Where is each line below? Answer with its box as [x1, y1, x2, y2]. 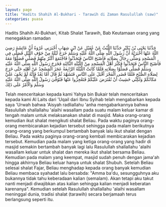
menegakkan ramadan [5, 35, 51, 41]
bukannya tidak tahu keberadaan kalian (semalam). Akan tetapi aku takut [5, 175, 154, 181]
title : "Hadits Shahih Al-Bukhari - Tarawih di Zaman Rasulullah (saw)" [5, 12, 159, 17]
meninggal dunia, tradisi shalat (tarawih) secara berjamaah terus [5, 191, 137, 197]
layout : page [5, 7, 32, 12]
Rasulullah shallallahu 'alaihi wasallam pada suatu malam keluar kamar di [5, 107, 154, 113]
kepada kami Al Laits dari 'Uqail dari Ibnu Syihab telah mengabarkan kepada [5, 97, 161, 103]
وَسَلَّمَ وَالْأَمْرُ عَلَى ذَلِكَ [5, 82, 45, 88]
